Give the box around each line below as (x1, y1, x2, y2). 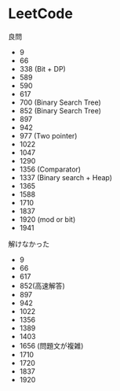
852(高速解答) (19, 281, 65, 290)
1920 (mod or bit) (19, 214, 76, 224)
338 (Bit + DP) (19, 64, 67, 73)
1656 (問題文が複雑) (19, 341, 84, 350)
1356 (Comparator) (19, 164, 81, 174)
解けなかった (8, 239, 49, 249)
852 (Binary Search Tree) (19, 105, 102, 115)
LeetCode (8, 5, 73, 23)
